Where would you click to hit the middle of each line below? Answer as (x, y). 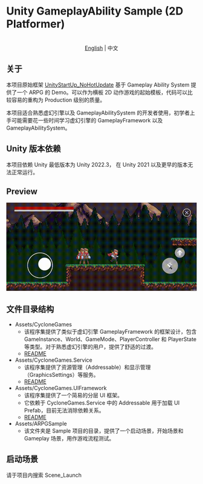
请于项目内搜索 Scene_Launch (44, 475)
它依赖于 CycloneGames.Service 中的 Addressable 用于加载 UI (102, 403)
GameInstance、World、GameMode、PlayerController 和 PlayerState (110, 339)
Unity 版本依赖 (34, 149)
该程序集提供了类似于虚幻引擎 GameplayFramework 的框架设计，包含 (110, 331)
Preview (22, 191)
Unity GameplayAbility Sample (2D (95, 11)
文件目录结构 (30, 309)
